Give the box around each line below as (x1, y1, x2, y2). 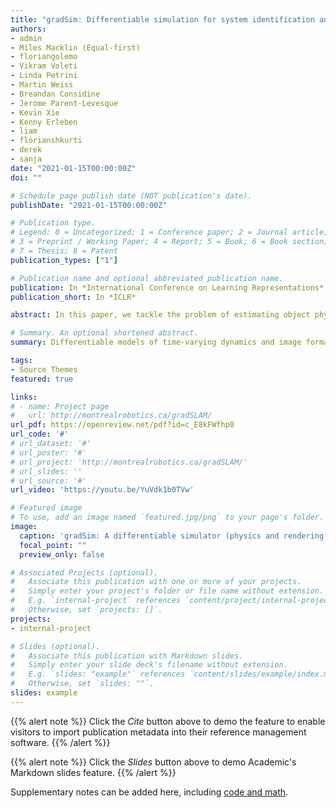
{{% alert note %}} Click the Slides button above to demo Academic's (10, 756, 297, 768)
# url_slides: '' (10, 466, 83, 476)
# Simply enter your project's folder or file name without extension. (10, 586, 325, 596)
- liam (10, 126, 38, 136)
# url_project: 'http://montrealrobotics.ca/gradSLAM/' (10, 457, 248, 467)
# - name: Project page (10, 401, 110, 411)
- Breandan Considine (10, 89, 101, 99)
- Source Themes (10, 364, 78, 375)
